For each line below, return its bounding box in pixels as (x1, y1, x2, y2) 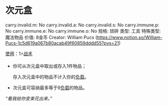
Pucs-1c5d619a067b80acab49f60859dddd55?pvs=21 (5, 40, 119, 46)
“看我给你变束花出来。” (5, 95, 53, 101)
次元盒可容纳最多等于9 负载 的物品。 (12, 85, 88, 91)
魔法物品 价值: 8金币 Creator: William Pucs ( (5, 34, 98, 40)
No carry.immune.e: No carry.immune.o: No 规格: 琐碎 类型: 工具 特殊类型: (5, 28, 161, 34)
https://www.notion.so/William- (97, 34, 163, 40)
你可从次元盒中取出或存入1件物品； (12, 63, 87, 69)
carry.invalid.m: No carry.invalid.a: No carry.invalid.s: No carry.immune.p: (5, 21, 159, 28)
